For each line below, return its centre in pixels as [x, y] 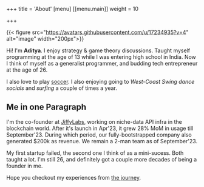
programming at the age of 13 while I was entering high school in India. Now [101, 57]
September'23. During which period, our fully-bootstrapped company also [99, 134]
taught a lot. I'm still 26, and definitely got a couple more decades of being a [102, 159]
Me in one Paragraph [46, 107]
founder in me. [25, 166]
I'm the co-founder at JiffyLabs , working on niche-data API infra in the [94, 121]
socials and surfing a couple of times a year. [62, 88]
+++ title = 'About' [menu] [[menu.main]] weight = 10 [72, 9]
